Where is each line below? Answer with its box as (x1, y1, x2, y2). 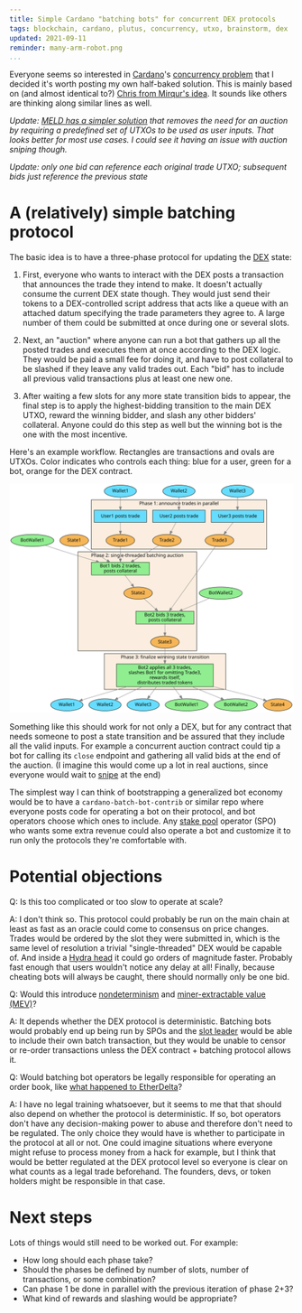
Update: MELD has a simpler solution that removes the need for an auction (9, 116, 288, 126)
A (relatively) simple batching (9, 203, 236, 223)
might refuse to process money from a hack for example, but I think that (9, 1147, 277, 1158)
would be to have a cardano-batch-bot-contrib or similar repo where (9, 796, 264, 807)
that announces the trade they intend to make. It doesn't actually (22, 279, 263, 290)
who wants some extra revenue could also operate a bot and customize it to (9, 824, 291, 835)
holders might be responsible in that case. (9, 1175, 166, 1187)
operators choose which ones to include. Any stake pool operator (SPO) (9, 815, 277, 826)
